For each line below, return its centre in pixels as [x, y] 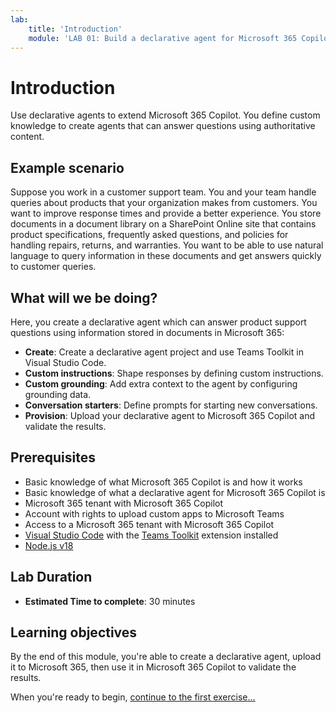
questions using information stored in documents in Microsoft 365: [147, 332]
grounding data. [58, 394]
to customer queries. [53, 267]
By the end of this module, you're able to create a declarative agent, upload [166, 657]
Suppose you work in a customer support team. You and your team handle [163, 192]
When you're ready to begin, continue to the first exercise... [133, 697]
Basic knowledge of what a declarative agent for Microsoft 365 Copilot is [175, 492]
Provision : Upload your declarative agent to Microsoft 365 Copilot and [170, 415]
